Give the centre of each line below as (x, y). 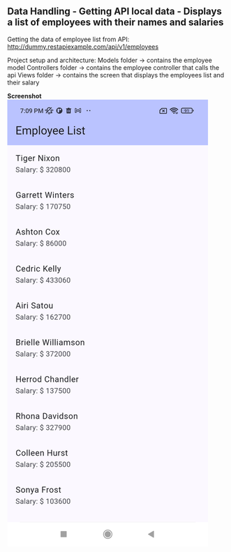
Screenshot (24, 96)
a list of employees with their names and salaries (115, 23)
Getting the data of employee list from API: (68, 39)
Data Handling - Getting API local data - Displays (114, 12)
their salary (23, 82)
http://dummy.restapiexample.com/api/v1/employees (83, 46)
